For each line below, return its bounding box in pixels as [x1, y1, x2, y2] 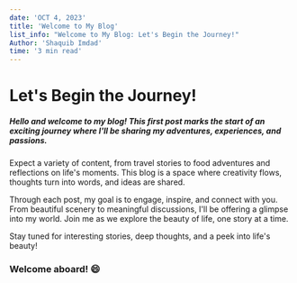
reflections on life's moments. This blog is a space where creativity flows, [9, 168, 282, 178]
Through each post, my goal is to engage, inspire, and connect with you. [9, 195, 278, 205]
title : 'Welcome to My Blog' [9, 22, 119, 31]
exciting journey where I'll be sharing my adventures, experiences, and [9, 125, 282, 136]
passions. [9, 134, 48, 145]
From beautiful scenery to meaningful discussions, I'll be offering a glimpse [9, 204, 289, 215]
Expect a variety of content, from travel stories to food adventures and [9, 158, 271, 169]
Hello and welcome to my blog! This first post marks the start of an [9, 115, 265, 126]
